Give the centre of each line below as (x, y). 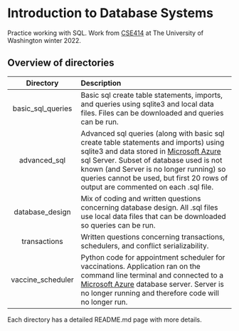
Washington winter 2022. (44, 40)
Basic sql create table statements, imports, (152, 95)
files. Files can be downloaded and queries (152, 113)
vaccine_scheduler (42, 280)
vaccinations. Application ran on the (140, 266)
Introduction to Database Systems (110, 13)
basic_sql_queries (42, 108)
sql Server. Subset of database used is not (152, 160)
